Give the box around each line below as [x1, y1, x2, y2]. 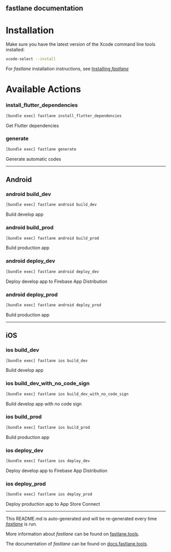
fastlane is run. [6, 521, 38, 527]
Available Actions [6, 83, 81, 95]
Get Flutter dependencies [6, 122, 59, 129]
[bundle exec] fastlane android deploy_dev [6, 269, 99, 274]
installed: [6, 47, 25, 53]
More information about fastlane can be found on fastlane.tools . [6, 531, 140, 537]
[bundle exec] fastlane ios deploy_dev [6, 458, 90, 463]
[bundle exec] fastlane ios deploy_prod [6, 492, 93, 497]
